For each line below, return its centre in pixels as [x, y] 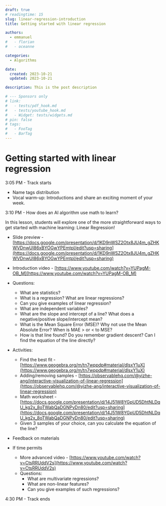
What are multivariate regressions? [63, 479]
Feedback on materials [36, 438]
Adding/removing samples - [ [50, 375]
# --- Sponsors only [27, 97]
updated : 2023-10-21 [31, 79]
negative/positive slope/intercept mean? [61, 319]
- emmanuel [21, 37]
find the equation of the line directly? [58, 340]
